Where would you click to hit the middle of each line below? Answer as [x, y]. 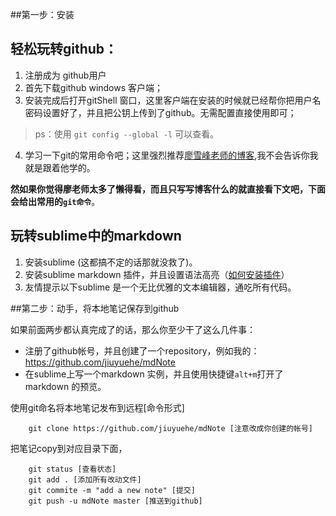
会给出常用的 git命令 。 [55, 201]
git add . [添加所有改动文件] [85, 479]
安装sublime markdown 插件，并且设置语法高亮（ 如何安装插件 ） [157, 274]
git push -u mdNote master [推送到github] [115, 501]
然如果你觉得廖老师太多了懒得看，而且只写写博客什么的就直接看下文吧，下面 [168, 189]
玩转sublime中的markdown [96, 236]
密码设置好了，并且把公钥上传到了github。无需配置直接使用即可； [160, 112]
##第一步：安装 [42, 14]
